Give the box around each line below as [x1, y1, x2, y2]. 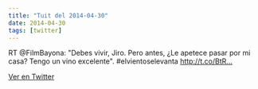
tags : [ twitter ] [8, 26, 62, 34]
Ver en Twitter [8, 72, 55, 82]
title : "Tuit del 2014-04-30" [8, 11, 109, 20]
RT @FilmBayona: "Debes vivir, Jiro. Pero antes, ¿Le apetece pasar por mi [8, 48, 251, 58]
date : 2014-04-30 [8, 19, 66, 27]
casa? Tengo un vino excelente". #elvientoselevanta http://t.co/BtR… [8, 56, 233, 66]
